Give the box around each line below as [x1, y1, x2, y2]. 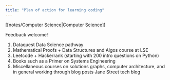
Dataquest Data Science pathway [12, 42, 84, 48]
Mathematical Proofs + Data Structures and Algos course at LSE [12, 47, 148, 53]
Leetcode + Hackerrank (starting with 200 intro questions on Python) [12, 52, 159, 58]
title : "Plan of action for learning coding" [5, 7, 104, 13]
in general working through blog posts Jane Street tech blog [12, 69, 140, 75]
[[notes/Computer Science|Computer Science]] [5, 22, 106, 28]
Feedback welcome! [5, 31, 48, 37]
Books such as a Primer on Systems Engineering [12, 57, 116, 64]
